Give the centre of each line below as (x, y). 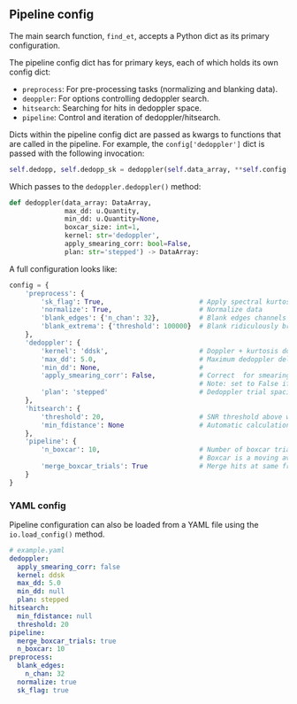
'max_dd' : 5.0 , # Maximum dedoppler (158, 359)
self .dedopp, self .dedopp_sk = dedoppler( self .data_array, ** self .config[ (150, 169)
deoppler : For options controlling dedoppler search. (115, 98)
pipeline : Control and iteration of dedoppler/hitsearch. (121, 117)
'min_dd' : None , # (122, 367)
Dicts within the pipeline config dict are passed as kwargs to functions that (145, 134)
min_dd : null (41, 592)
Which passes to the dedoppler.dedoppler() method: (105, 186)
